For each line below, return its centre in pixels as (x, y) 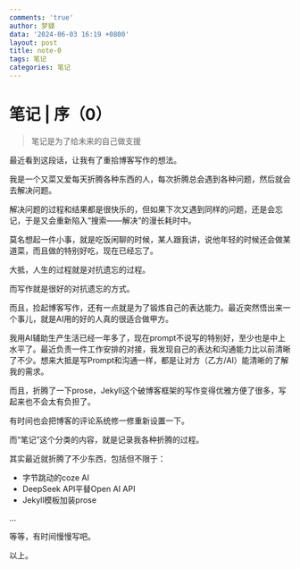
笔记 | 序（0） (60, 115)
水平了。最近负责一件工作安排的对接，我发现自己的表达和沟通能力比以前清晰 (150, 349)
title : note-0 (36, 51)
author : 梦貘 (32, 26)
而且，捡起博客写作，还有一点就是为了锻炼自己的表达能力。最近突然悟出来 (146, 307)
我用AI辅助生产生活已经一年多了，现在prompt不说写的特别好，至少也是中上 (147, 337)
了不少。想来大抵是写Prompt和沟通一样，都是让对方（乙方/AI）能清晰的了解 (149, 360)
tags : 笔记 (28, 59)
